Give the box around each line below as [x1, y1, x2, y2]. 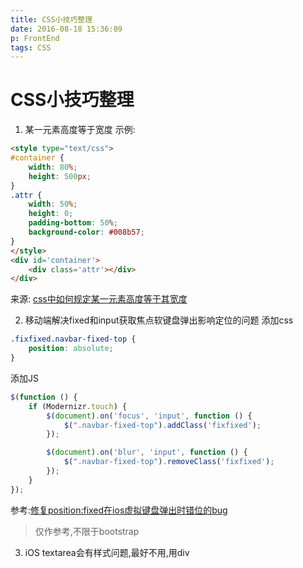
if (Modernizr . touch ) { [28, 401, 128, 411]
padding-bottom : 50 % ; [28, 218, 118, 228]
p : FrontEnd [10, 33, 60, 43]
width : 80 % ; [28, 162, 78, 172]
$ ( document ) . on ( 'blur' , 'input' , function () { [46, 447, 248, 458]
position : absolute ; [28, 344, 114, 354]
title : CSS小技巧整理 [10, 14, 93, 25]
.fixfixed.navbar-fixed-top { [10, 334, 137, 345]
